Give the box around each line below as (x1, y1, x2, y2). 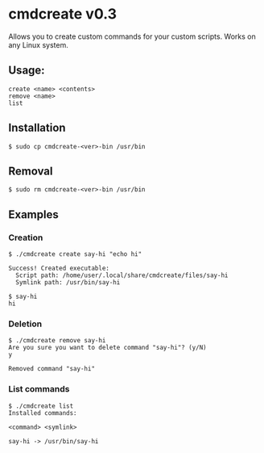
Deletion (8, 318, 43, 329)
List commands (8, 384, 70, 395)
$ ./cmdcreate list (8, 401, 74, 410)
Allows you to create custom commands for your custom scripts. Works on (8, 31, 256, 41)
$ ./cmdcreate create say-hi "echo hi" (8, 250, 142, 258)
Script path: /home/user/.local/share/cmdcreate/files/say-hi (15, 271, 229, 279)
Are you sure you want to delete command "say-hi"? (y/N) (8, 344, 207, 352)
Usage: (8, 64, 46, 78)
